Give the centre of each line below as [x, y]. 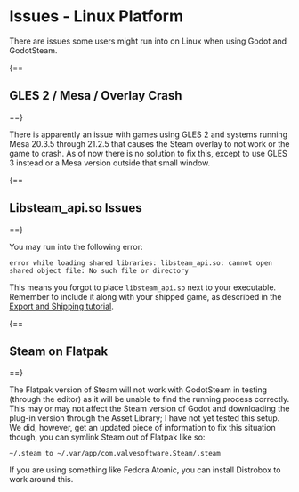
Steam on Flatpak [59, 351]
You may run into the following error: [77, 246]
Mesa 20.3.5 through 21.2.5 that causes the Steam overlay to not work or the [149, 143]
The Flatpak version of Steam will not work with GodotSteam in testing [138, 390]
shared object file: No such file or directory [99, 270]
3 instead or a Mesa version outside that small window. [110, 163]
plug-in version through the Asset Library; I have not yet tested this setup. [145, 418]
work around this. [41, 480]
